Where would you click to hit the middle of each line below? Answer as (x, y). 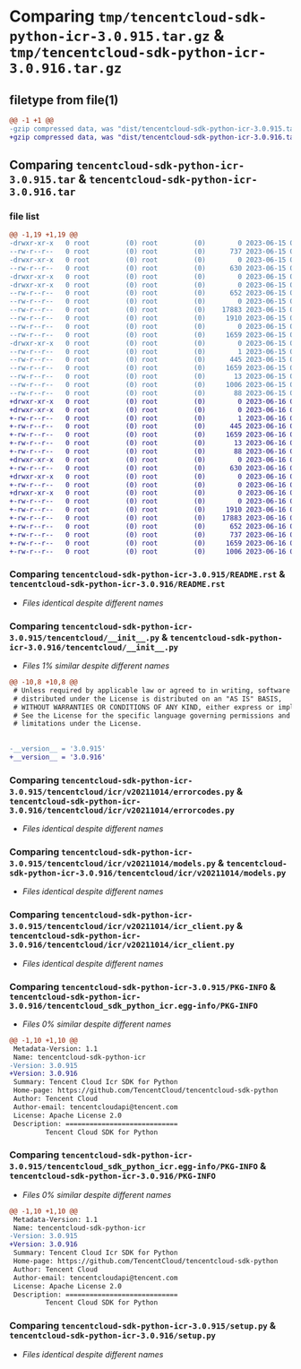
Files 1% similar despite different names (96, 666)
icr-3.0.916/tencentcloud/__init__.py (94, 647)
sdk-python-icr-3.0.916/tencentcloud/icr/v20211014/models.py (148, 873)
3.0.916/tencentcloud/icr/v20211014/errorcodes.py (122, 810)
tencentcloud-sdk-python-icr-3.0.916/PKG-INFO (113, 1176)
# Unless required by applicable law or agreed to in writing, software (152, 690)
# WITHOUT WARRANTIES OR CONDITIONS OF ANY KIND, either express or (144, 707)
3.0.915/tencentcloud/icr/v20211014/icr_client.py (122, 926)
